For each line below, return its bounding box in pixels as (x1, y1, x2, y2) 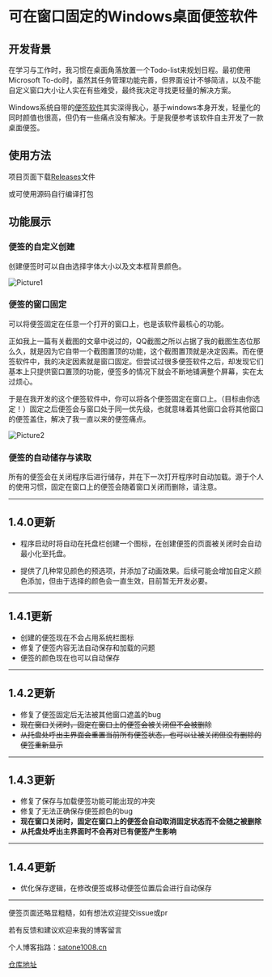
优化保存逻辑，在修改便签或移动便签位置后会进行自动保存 (19, 883, 212, 893)
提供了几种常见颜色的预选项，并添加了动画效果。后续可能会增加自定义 (19, 566, 255, 576)
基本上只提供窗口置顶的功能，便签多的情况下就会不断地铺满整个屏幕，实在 (8, 366, 257, 376)
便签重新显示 (19, 740, 63, 750)
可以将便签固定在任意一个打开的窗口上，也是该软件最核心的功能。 (8, 319, 228, 329)
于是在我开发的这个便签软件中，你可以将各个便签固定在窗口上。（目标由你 (8, 393, 253, 403)
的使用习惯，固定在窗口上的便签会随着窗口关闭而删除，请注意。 (8, 482, 221, 492)
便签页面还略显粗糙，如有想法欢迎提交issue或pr (8, 908, 168, 918)
